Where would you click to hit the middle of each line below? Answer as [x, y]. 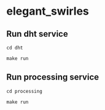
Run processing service [53, 77]
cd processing [25, 91]
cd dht [15, 48]
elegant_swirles [48, 11]
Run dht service [37, 34]
